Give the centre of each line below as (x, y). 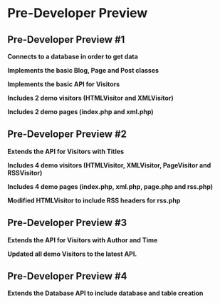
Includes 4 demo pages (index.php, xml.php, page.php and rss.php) (110, 186)
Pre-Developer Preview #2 (67, 134)
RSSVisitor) (25, 173)
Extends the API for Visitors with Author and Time (83, 240)
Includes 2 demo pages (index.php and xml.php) (81, 112)
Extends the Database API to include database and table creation (105, 293)
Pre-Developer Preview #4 (67, 276)
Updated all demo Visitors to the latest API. (72, 254)
